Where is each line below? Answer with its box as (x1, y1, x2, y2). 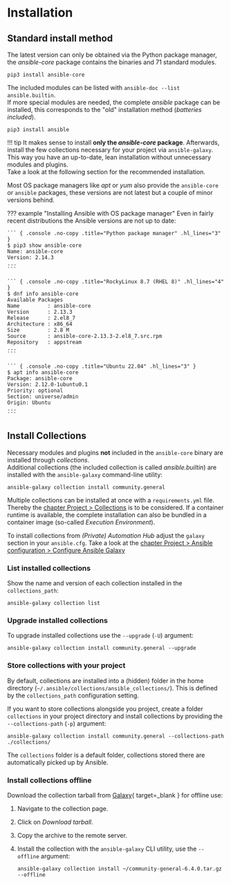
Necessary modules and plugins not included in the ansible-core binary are (7, 448, 223, 457)
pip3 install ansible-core (7, 71, 85, 78)
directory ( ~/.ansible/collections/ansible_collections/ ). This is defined (7, 684, 218, 692)
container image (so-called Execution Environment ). (7, 518, 156, 526)
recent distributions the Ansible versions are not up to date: (7, 216, 176, 225)
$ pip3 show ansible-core (7, 242, 82, 249)
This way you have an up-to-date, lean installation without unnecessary (7, 153, 212, 161)
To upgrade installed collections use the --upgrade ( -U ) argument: (7, 631, 194, 640)
